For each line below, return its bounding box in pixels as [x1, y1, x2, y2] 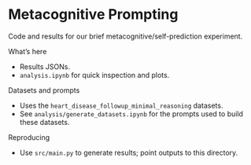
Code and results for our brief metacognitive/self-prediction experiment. [8, 31, 243, 41]
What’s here [8, 46, 47, 56]
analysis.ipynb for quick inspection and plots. [19, 70, 170, 79]
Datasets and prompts [8, 85, 80, 95]
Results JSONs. [19, 61, 71, 71]
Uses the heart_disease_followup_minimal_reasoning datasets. [19, 101, 223, 110]
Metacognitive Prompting [8, 5, 179, 24]
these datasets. [19, 117, 70, 126]
